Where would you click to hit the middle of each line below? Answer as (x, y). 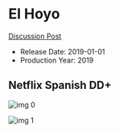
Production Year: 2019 (57, 60)
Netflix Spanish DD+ (60, 85)
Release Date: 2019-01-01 (63, 51)
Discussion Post (35, 36)
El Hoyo (34, 14)
